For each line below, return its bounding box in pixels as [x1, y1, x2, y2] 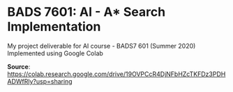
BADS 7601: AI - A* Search [7, 4, 166, 20]
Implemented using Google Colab [7, 49, 103, 57]
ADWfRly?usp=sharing [7, 77, 73, 85]
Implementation [7, 19, 101, 35]
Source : [7, 62, 31, 71]
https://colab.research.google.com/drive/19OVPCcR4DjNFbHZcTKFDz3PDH [7, 70, 226, 78]
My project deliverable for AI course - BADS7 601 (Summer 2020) [7, 42, 196, 50]
